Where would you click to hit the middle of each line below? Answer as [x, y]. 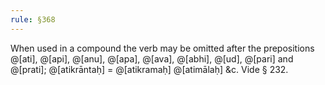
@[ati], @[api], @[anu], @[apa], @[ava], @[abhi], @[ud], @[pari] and [152, 58]
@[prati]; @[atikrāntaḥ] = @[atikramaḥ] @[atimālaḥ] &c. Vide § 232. [149, 69]
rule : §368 [33, 19]
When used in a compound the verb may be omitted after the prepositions [162, 48]
